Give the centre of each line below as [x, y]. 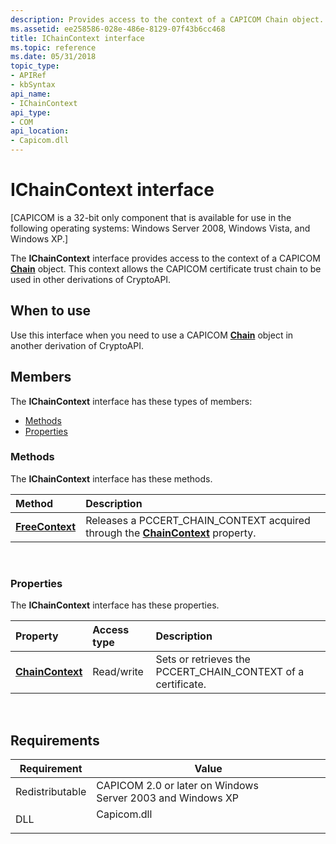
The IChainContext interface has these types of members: [131, 401]
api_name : [31, 94]
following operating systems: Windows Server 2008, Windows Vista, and [160, 228]
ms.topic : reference [53, 47]
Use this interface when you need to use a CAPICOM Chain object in [152, 335]
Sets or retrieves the [203, 659]
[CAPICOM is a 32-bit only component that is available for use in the [151, 217]
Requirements [55, 740]
